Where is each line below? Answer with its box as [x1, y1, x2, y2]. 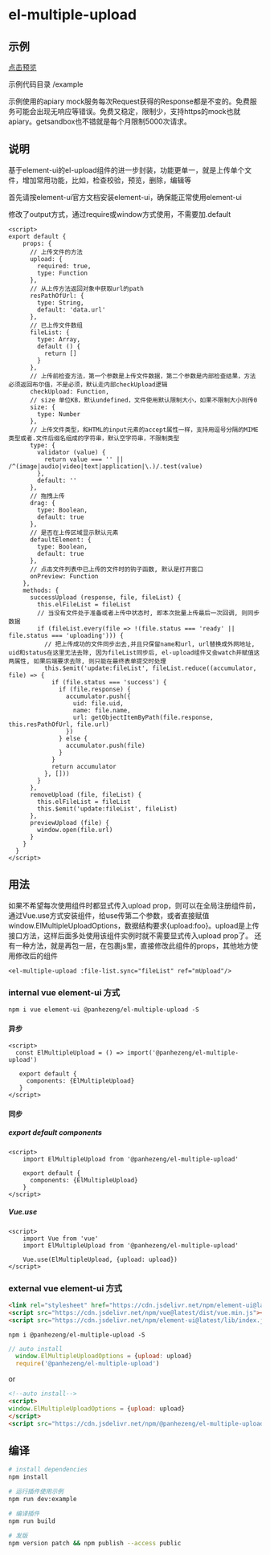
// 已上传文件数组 [29, 321, 83, 329]
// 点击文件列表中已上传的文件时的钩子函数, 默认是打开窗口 [29, 565, 203, 573]
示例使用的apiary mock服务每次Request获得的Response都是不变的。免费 [8, 96, 251, 106]
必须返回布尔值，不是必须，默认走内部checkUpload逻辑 [8, 380, 168, 389]
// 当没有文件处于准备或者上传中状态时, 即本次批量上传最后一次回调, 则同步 [37, 609, 260, 617]
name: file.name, [72, 706, 131, 714]
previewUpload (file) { [29, 818, 110, 826]
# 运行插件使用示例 [8, 1488, 64, 1496]
